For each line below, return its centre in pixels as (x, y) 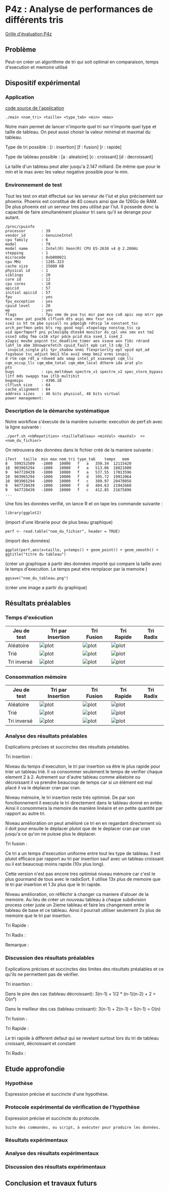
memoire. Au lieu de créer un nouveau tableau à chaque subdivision (76, 900)
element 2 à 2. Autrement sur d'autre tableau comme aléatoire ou (73, 777)
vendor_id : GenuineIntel (39, 235)
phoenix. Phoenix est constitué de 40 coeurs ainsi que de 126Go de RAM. (81, 201)
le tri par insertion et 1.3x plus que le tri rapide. (53, 885)
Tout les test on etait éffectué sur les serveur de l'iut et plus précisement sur (84, 196)
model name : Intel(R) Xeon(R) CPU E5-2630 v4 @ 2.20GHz (72, 248)
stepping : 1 (27, 253)
